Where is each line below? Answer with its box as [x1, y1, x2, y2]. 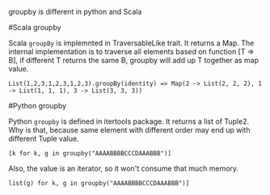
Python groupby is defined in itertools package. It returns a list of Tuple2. [8, 117, 249, 126]
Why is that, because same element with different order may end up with [8, 125, 251, 134]
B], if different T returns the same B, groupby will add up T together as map [8, 56, 259, 65]
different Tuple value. [8, 134, 79, 143]
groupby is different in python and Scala [8, 7, 142, 16]
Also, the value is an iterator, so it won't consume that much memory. [8, 163, 239, 173]
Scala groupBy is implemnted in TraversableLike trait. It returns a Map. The [8, 38, 255, 48]
